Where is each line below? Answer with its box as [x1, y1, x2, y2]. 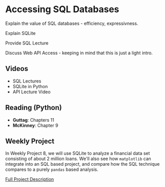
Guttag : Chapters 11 [12, 117, 54, 123]
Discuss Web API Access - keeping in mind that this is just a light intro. [5, 50, 153, 56]
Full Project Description [5, 176, 54, 182]
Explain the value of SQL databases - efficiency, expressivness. [5, 20, 139, 26]
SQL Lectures [12, 78, 42, 84]
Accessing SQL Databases [5, 4, 119, 15]
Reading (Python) [5, 103, 62, 112]
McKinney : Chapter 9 [12, 122, 58, 128]
